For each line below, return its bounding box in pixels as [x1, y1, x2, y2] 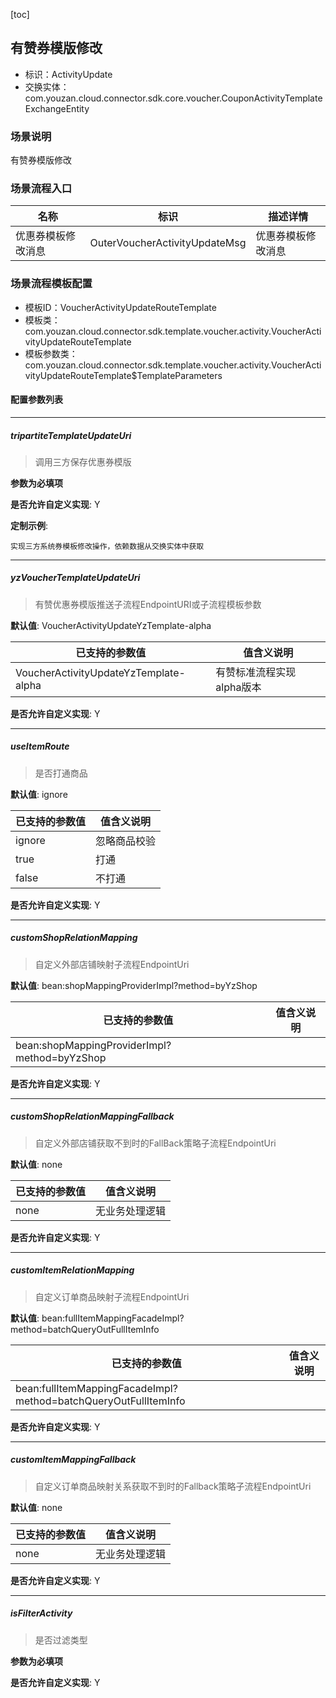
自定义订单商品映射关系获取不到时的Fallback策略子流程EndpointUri [34, 1480, 312, 1492]
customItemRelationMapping [10, 1264, 135, 1276]
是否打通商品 [34, 767, 88, 779]
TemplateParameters [136, 369, 223, 381]
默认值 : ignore [10, 788, 68, 800]
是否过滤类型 [34, 1634, 88, 1646]
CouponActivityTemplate [221, 92, 323, 104]
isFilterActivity [10, 1607, 73, 1619]
